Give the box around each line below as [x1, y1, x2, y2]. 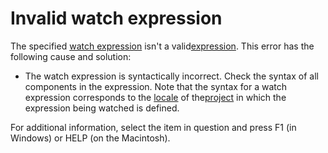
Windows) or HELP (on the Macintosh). [10, 132, 171, 144]
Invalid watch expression [10, 7, 223, 30]
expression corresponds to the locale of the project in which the [24, 91, 287, 103]
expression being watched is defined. [24, 102, 180, 114]
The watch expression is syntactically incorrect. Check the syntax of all [24, 70, 319, 82]
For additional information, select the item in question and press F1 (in [10, 121, 297, 133]
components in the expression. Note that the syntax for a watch [24, 80, 288, 92]
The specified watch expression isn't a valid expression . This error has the [10, 40, 315, 52]
